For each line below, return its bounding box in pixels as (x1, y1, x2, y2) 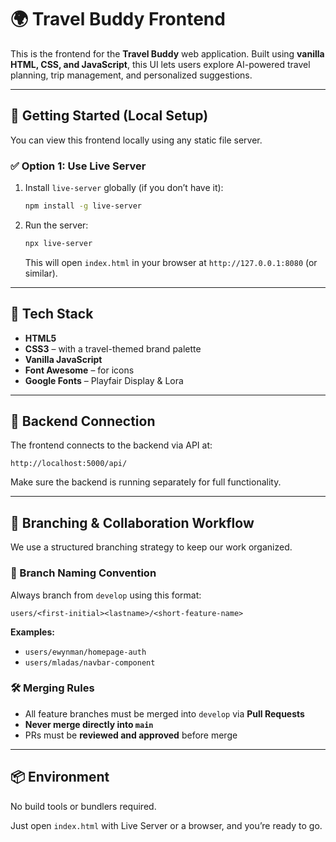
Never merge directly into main (24, 718, 154, 730)
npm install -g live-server (24, 201, 142, 211)
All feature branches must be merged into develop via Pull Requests (24, 707, 305, 720)
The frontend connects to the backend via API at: (10, 439, 213, 451)
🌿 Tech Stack (10, 306, 94, 323)
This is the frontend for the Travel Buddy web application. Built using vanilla (10, 47, 325, 60)
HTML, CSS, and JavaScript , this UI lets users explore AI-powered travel (10, 58, 311, 70)
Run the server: (24, 219, 89, 231)
